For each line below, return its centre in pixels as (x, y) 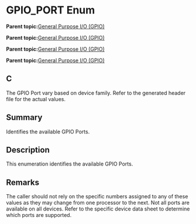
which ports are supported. (39, 215)
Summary (24, 118)
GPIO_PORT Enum (51, 10)
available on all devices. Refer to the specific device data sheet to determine (98, 209)
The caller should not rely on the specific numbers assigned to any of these (97, 197)
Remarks (23, 182)
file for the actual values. (36, 99)
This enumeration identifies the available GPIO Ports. (70, 164)
